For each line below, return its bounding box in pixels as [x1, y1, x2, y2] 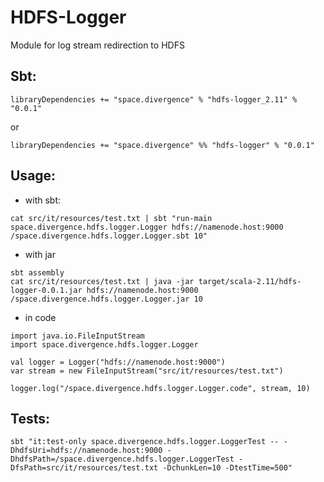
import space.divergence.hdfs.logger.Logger [10, 339, 199, 350]
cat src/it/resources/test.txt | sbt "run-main [10, 213, 213, 223]
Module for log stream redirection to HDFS [10, 39, 185, 51]
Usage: [10, 167, 57, 185]
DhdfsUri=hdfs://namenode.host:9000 [10, 446, 163, 456]
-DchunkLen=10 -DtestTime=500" [162, 463, 293, 473]
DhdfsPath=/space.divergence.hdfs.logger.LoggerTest [10, 454, 235, 465]
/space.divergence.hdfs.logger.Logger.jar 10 [10, 294, 203, 304]
